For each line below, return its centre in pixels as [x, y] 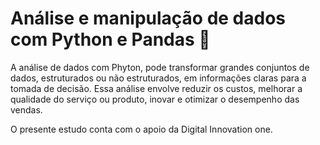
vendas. [26, 109]
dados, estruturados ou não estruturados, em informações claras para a [158, 78]
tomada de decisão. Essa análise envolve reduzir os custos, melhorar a [156, 88]
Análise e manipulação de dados [148, 18]
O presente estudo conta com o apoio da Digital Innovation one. [141, 129]
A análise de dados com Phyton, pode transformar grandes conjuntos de [160, 67]
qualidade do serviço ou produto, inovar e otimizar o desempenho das [155, 99]
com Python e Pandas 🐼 [110, 39]
